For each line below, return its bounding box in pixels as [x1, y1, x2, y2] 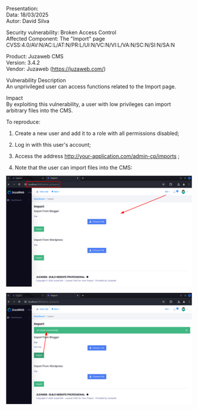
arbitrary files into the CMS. [6, 107, 74, 114]
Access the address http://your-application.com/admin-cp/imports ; [14, 153, 180, 160]
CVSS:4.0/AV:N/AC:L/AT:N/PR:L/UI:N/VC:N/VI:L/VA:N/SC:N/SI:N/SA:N [6, 41, 175, 48]
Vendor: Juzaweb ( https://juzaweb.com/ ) [6, 65, 106, 72]
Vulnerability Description [6, 77, 66, 84]
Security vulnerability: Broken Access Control [6, 29, 117, 36]
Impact [6, 94, 24, 101]
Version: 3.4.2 [6, 59, 40, 66]
